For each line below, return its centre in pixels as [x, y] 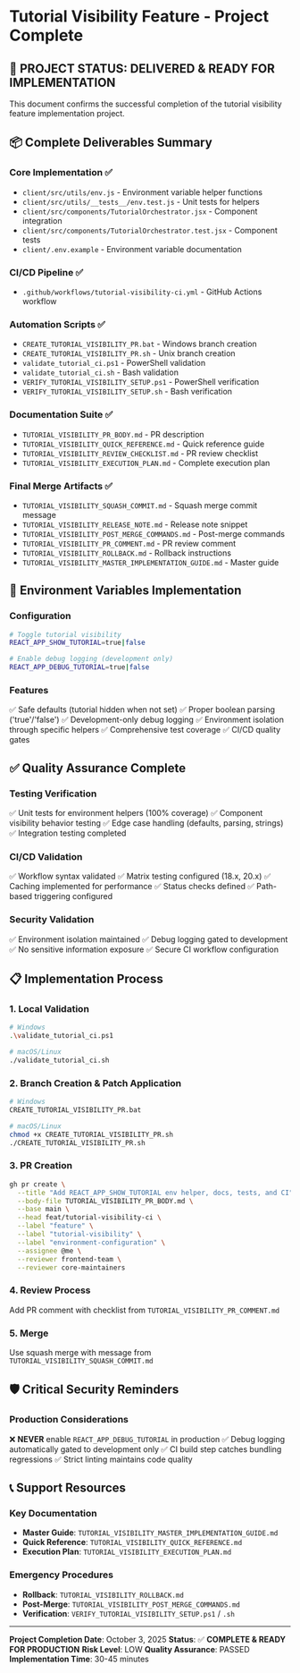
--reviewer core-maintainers [71, 1268]
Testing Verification [53, 794]
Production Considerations [69, 1420]
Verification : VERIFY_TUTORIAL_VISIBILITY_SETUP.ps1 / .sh [128, 1613]
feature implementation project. [67, 113]
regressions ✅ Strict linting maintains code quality [101, 1459]
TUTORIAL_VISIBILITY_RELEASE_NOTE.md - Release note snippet [135, 524]
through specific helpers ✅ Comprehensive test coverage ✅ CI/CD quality [145, 730]
